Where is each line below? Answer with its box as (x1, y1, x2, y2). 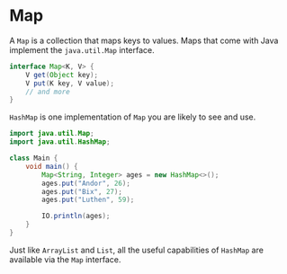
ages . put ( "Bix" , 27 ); (41, 187, 123, 196)
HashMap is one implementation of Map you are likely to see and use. (9, 111, 256, 122)
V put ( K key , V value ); (25, 78, 115, 88)
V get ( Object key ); (25, 70, 99, 79)
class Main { (9, 154, 58, 163)
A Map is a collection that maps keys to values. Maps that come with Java (9, 35, 279, 46)
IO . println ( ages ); (41, 212, 111, 221)
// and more (25, 87, 70, 96)
